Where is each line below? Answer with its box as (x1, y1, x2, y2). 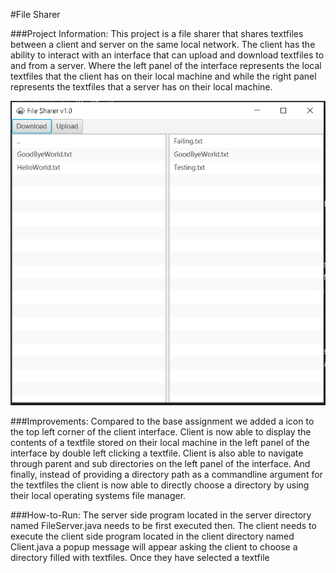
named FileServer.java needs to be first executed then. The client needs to (10, 519, 317, 531)
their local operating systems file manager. (10, 489, 187, 501)
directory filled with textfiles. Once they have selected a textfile (10, 551, 270, 563)
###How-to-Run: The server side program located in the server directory (10, 509, 312, 521)
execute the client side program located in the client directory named (10, 530, 295, 542)
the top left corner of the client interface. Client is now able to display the (10, 425, 312, 438)
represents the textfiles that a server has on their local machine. (10, 81, 273, 93)
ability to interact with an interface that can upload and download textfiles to (10, 49, 325, 61)
